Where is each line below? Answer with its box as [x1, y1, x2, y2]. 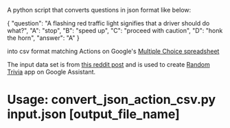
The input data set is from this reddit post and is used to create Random [7, 61, 211, 68]
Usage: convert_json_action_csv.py [7, 92, 216, 107]
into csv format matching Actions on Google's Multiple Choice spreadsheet [7, 47, 220, 55]
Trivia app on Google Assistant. [7, 68, 96, 76]
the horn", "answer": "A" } [7, 34, 80, 42]
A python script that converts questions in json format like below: [7, 6, 192, 14]
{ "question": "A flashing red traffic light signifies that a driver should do [7, 19, 210, 27]
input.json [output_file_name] [7, 107, 180, 122]
